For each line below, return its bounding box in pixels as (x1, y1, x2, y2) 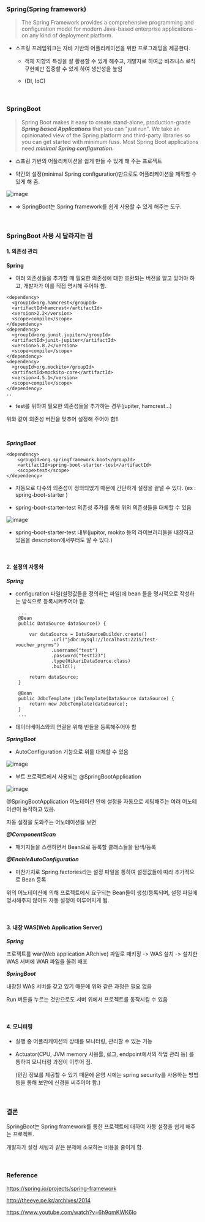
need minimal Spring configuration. (21, 145, 114, 152)
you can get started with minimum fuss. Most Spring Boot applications (21, 138, 199, 145)
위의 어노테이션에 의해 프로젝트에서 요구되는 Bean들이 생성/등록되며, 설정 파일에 (6, 889, 198, 896)
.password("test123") (51, 652, 106, 658)
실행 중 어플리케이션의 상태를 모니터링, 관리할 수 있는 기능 (15, 1038, 153, 1045)
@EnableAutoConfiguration (6, 855, 79, 862)
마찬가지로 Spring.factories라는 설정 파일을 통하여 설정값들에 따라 (15, 868, 174, 875)
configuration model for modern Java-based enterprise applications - (21, 25, 197, 32)
